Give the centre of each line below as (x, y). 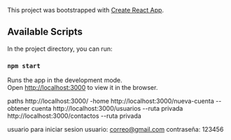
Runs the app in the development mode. (65, 80)
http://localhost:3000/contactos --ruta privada (74, 116)
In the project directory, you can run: (60, 49)
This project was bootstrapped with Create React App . (86, 10)
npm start (24, 66)
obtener (19, 109)
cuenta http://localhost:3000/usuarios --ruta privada (107, 109)
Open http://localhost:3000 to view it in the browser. (83, 88)
